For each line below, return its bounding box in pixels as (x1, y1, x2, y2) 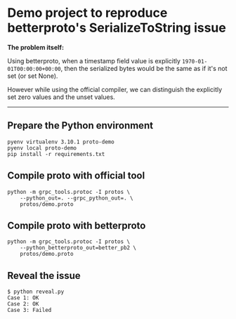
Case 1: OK (7, 294, 39, 301)
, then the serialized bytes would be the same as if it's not (60, 64, 228, 72)
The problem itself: (7, 43, 65, 51)
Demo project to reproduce (7, 5, 168, 21)
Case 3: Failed (7, 307, 52, 314)
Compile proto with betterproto (7, 219, 146, 231)
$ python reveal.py (7, 288, 65, 296)
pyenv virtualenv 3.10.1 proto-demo (7, 138, 114, 145)
